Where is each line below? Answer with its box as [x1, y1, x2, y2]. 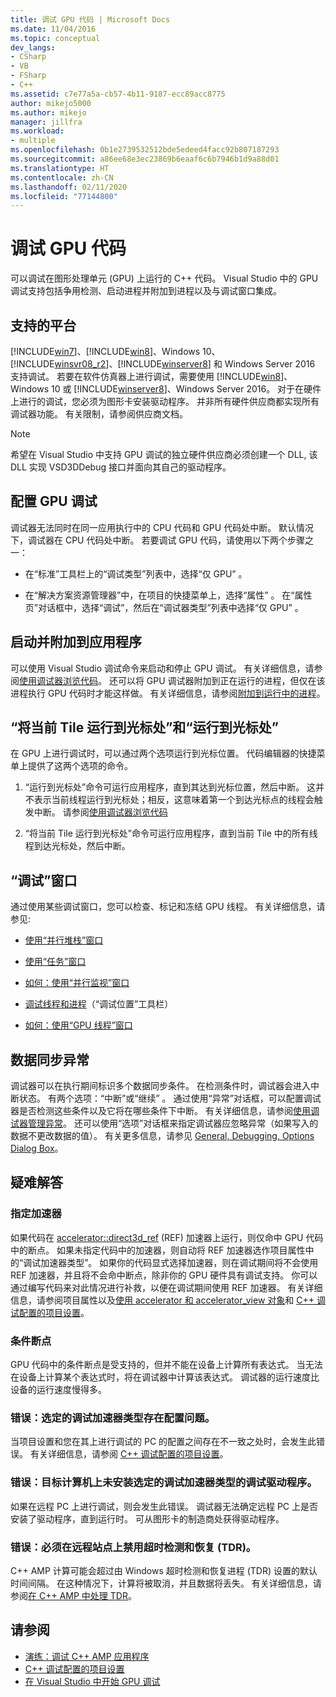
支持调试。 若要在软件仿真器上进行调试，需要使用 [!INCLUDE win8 [10, 371, 282, 382]
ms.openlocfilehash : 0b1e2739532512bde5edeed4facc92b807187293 [10, 145, 280, 155]
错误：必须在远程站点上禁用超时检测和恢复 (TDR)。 [10, 1540, 257, 1554]
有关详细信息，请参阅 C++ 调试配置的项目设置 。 [29, 1448, 229, 1460]
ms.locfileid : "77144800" [10, 191, 118, 201]
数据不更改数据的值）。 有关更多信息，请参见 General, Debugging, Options [10, 1130, 315, 1142]
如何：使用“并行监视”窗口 [24, 977, 130, 989]
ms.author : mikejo [10, 107, 87, 118]
